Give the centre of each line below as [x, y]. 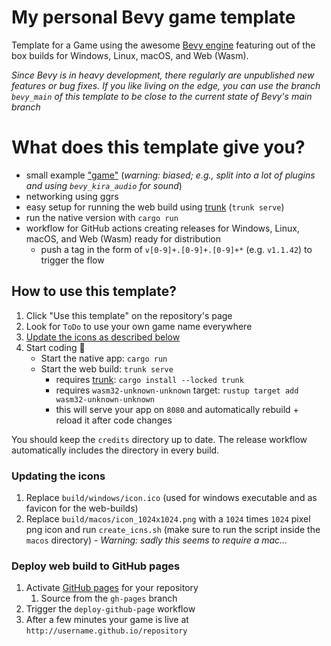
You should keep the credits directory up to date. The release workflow [159, 439]
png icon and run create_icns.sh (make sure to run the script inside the [173, 529]
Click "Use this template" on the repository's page [129, 315]
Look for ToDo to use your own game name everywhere [139, 326]
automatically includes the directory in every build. [115, 450]
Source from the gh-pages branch [109, 598]
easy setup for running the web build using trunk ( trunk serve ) [155, 207]
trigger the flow [72, 260]
